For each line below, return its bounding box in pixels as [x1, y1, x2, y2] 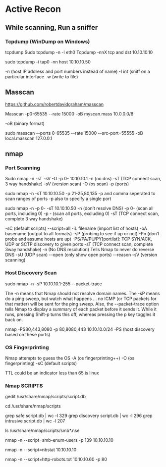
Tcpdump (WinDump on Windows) [5, 38, 90, 45]
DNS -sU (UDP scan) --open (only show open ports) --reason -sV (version [5, 252, 158, 258]
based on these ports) [5, 331, 51, 337]
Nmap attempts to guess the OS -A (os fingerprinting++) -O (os [5, 355, 135, 361]
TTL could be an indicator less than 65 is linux [5, 370, 99, 376]
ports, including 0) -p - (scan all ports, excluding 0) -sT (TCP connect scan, [5, 210, 160, 216]
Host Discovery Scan [5, 269, 57, 276]
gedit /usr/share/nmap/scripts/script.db [5, 394, 86, 400]
